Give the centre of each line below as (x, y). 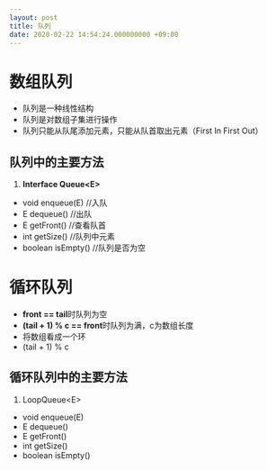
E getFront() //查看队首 (64, 225)
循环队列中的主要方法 (68, 378)
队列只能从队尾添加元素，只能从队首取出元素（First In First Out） (142, 131)
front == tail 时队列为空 (65, 314)
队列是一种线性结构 (58, 108)
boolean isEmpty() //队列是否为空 (84, 248)
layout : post (34, 18)
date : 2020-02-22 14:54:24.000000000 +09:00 (94, 34)
